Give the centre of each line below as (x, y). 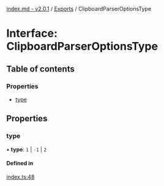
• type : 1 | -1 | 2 (27, 149)
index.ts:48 (20, 177)
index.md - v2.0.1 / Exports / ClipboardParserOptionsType (79, 9)
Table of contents (40, 69)
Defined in (20, 163)
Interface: (32, 34)
